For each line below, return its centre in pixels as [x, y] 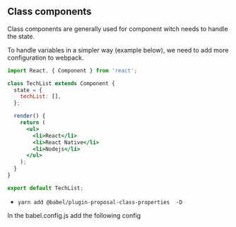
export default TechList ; [45, 188]
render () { [30, 116]
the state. [21, 36]
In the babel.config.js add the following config [74, 215]
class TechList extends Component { [61, 83]
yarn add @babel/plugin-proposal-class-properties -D [100, 202]
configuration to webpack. [46, 57]
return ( [33, 123]
